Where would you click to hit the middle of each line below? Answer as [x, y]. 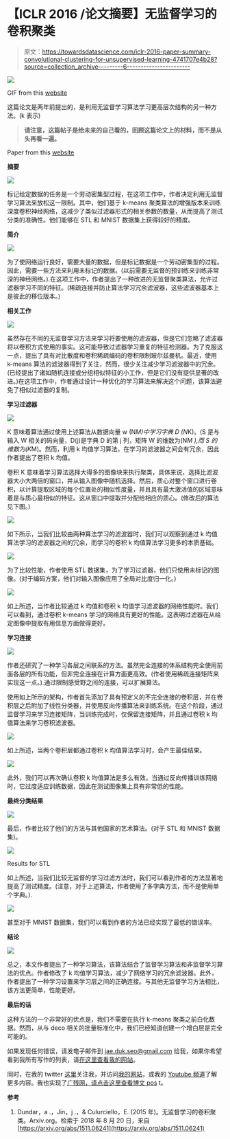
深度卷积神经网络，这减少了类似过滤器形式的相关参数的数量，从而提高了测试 [115, 211]
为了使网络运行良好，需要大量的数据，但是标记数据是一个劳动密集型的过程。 [115, 262]
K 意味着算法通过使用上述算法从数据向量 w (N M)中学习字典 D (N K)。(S [107, 432]
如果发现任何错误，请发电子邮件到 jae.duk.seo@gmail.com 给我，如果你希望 [115, 1050]
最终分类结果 [25, 801]
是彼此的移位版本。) [34, 296]
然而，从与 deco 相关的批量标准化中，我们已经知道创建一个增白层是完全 [120, 1028]
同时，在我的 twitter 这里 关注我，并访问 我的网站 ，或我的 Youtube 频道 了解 [112, 1074]
